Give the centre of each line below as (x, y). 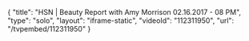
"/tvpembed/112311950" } (49, 29)
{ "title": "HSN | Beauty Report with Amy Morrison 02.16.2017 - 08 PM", (124, 12)
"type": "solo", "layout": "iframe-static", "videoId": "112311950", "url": (121, 20)
